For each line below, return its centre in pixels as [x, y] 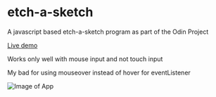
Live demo [23, 45]
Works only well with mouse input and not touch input [85, 59]
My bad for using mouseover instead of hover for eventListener [99, 72]
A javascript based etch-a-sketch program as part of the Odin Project [108, 32]
